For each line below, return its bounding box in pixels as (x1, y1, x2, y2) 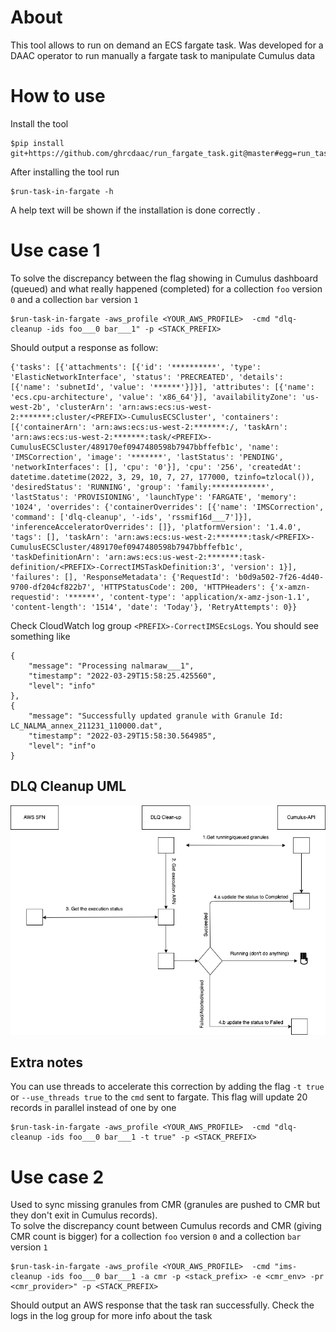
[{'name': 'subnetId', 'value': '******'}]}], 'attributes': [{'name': (10, 382, 315, 392)
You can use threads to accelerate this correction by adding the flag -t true (10, 1081, 325, 1093)
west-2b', (10, 402, 52, 412)
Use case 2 (10, 1166, 105, 1188)
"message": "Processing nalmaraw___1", (28, 661, 195, 671)
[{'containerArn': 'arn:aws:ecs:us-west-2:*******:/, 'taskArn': (10, 422, 288, 432)
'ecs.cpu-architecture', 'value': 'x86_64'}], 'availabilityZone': (10, 392, 298, 402)
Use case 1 (10, 239, 101, 262)
